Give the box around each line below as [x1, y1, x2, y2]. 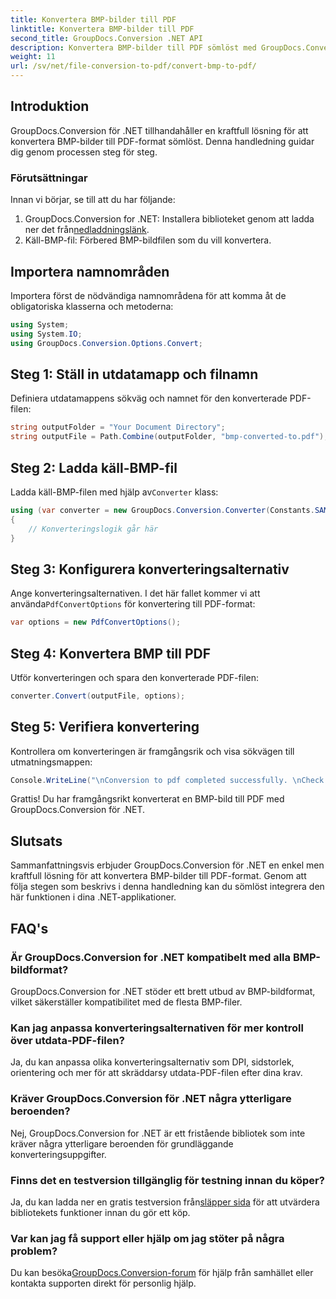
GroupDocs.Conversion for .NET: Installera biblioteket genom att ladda [24, 213, 315, 225]
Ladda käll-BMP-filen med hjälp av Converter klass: [10, 486, 219, 498]
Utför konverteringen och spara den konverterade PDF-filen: [10, 671, 259, 683]
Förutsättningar [10, 171, 88, 185]
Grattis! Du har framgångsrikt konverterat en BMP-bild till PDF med [10, 793, 285, 805]
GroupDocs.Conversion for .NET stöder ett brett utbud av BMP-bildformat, [10, 985, 316, 997]
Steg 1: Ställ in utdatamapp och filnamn [10, 366, 259, 383]
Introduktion [10, 98, 90, 115]
